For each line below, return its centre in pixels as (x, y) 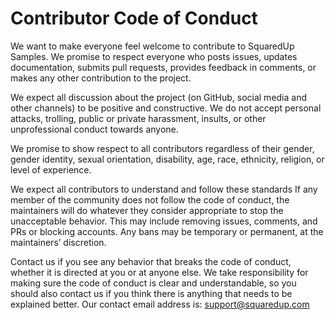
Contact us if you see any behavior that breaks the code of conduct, (151, 261)
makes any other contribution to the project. (101, 78)
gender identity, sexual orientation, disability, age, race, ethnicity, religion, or (167, 159)
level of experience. (51, 169)
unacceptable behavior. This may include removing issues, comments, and (164, 221)
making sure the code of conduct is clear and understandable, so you (153, 283)
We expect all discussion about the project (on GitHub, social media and (159, 97)
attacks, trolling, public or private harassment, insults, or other (138, 118)
